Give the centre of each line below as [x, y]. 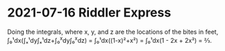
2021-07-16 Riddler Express [89, 13]
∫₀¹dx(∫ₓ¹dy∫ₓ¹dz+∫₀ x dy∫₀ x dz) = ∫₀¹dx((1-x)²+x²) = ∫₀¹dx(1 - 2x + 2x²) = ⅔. [109, 39]
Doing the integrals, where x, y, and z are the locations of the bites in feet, [113, 32]
